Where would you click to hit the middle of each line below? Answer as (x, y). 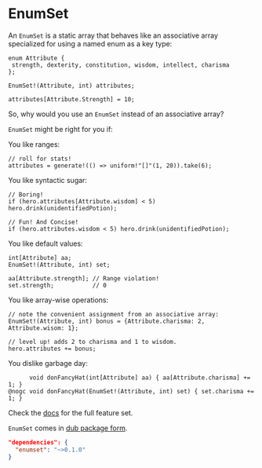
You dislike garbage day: (48, 363)
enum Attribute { (36, 58)
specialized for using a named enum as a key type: (90, 43)
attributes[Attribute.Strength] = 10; (71, 99)
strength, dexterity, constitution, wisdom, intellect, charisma (120, 65)
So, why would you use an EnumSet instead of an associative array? (116, 114)
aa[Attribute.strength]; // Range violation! (84, 278)
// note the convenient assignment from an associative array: (114, 314)
